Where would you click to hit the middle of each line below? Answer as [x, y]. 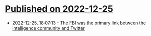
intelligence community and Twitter [48, 28]
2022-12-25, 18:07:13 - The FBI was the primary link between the [79, 23]
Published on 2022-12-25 [59, 9]
